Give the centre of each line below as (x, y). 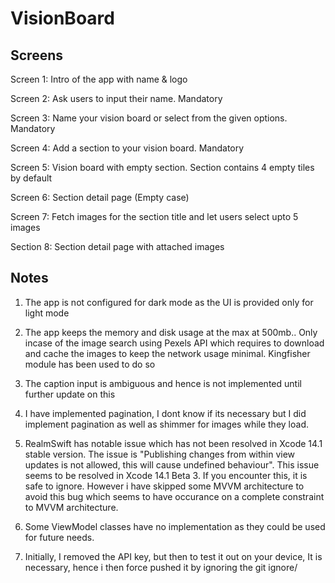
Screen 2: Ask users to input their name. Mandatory (116, 98)
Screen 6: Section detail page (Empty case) (100, 197)
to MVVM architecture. (71, 507)
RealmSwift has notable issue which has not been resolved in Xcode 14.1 (173, 443)
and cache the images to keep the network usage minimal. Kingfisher (167, 353)
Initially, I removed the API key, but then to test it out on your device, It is (173, 556)
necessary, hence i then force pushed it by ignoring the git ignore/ (161, 567)
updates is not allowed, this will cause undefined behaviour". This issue (172, 464)
